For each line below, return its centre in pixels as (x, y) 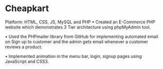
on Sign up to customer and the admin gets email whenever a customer (77, 41)
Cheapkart (27, 9)
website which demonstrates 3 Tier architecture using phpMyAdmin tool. (78, 27)
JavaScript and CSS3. (27, 61)
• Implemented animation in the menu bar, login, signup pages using (73, 56)
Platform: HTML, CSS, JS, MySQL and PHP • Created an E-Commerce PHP (80, 22)
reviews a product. (24, 47)
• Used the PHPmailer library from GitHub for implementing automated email (81, 36)
